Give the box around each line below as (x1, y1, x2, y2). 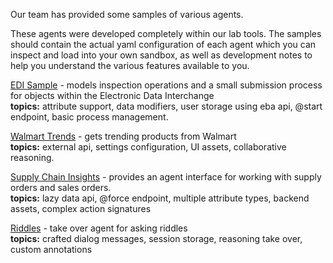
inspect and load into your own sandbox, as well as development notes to (10, 49, 313, 61)
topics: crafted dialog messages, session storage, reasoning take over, (10, 233, 303, 244)
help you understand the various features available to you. (10, 60, 250, 71)
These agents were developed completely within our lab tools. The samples (10, 28, 322, 39)
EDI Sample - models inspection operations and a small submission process (10, 79, 323, 91)
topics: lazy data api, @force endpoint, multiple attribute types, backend (10, 192, 310, 204)
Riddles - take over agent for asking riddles (10, 222, 188, 234)
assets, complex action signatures (10, 203, 152, 214)
